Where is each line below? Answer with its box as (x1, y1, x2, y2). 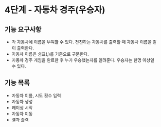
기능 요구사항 (4, 25, 42, 33)
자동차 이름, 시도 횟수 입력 (11, 93, 61, 98)
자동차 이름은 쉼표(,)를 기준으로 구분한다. (11, 51, 89, 57)
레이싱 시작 (11, 105, 33, 111)
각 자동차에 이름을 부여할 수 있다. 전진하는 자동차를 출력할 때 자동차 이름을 (11, 39, 152, 45)
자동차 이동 (11, 111, 33, 116)
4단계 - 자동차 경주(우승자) (4, 4, 106, 16)
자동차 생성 (11, 98, 33, 104)
